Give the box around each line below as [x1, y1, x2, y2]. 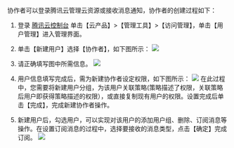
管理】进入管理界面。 [23, 30, 86, 38]
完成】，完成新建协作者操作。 [30, 101, 114, 109]
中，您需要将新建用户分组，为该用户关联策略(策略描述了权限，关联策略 [17, 83, 223, 91]
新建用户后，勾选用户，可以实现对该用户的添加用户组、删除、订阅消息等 [17, 116, 227, 124]
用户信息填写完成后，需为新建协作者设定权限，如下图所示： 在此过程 [17, 74, 226, 83]
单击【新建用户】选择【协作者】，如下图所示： [17, 45, 150, 53]
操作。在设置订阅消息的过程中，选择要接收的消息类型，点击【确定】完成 [17, 125, 227, 133]
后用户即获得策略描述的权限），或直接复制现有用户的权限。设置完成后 [17, 92, 218, 100]
